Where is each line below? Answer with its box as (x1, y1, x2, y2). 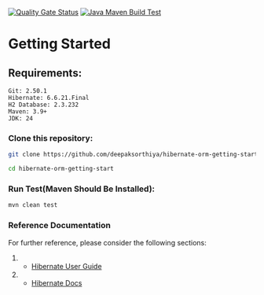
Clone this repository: (8, 132, 93, 143)
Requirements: (8, 66, 82, 79)
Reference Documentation (8, 220, 112, 231)
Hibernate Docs (31, 278, 82, 287)
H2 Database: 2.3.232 (8, 101, 79, 109)
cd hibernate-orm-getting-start (8, 165, 114, 173)
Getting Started (8, 35, 112, 53)
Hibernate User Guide (31, 261, 102, 271)
